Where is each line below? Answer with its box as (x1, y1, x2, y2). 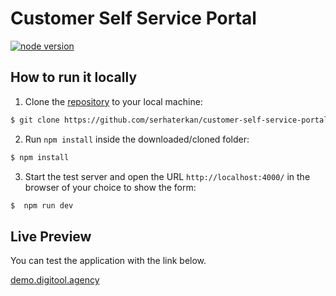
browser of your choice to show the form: (24, 181, 197, 193)
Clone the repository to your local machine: (24, 95, 203, 107)
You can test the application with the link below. (10, 255, 207, 267)
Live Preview (10, 228, 92, 245)
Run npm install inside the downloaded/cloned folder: (24, 133, 250, 145)
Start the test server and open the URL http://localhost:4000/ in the (24, 170, 311, 182)
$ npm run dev (10, 200, 74, 211)
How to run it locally (10, 69, 138, 86)
